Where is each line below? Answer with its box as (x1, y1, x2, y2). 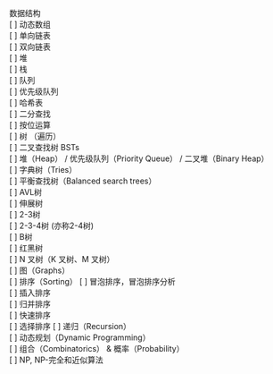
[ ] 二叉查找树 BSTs (9, 142, 80, 152)
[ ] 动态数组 (9, 19, 52, 30)
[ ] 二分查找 (9, 108, 52, 119)
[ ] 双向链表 (9, 41, 52, 52)
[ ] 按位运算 (9, 120, 52, 130)
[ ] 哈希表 (9, 98, 44, 107)
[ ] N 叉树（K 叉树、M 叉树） (9, 254, 115, 264)
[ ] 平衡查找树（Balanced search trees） (9, 175, 157, 186)
